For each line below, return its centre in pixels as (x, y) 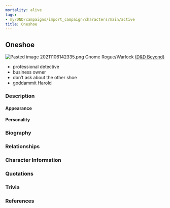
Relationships (23, 147)
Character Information (33, 160)
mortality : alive (24, 10)
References (20, 201)
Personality (18, 120)
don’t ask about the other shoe (45, 78)
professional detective (36, 67)
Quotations (20, 174)
